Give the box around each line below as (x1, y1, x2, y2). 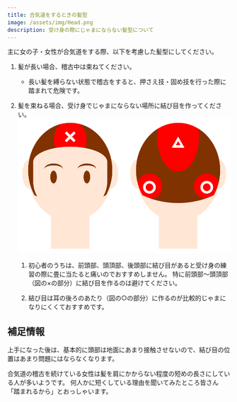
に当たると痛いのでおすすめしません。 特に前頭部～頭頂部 (59, 270, 229, 279)
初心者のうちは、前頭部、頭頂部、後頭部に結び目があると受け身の (28, 261, 221, 270)
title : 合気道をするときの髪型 (7, 11, 88, 18)
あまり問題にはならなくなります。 (19, 355, 119, 363)
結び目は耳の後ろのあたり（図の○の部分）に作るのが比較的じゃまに (28, 294, 226, 302)
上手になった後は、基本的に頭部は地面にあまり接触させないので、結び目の (7, 345, 224, 354)
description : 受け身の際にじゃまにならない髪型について (7, 26, 154, 33)
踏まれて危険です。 (28, 86, 83, 95)
